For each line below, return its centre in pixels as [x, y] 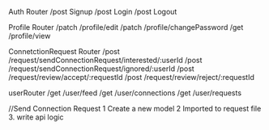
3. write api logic [36, 117]
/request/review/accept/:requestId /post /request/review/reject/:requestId [132, 77]
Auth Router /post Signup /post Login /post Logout [93, 12]
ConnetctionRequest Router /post [64, 51]
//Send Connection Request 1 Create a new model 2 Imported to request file [135, 109]
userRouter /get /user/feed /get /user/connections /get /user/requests [125, 93]
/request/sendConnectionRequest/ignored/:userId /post [101, 69]
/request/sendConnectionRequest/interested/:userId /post [105, 60]
